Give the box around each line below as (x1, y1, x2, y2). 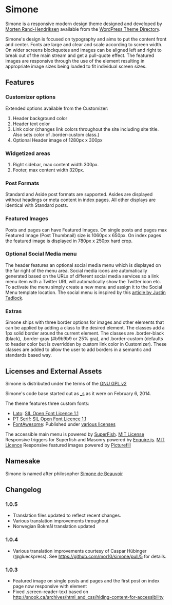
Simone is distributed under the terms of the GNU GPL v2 (5, 380, 127, 386)
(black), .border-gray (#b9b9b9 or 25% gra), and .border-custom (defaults (5, 336, 163, 342)
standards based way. (5, 352, 52, 358)
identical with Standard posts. (5, 202, 68, 208)
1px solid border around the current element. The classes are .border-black (5, 330, 164, 337)
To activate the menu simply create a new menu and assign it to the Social (5, 284, 163, 290)
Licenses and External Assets (5, 367, 102, 376)
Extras (5, 307, 22, 315)
